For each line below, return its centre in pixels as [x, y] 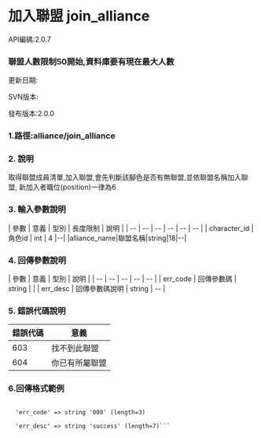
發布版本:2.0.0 [31, 114]
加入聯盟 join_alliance [79, 16]
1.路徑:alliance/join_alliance [62, 136]
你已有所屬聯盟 [79, 363]
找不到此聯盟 [75, 349]
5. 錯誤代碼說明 [37, 311]
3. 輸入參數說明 [37, 210]
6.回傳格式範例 [36, 389]
